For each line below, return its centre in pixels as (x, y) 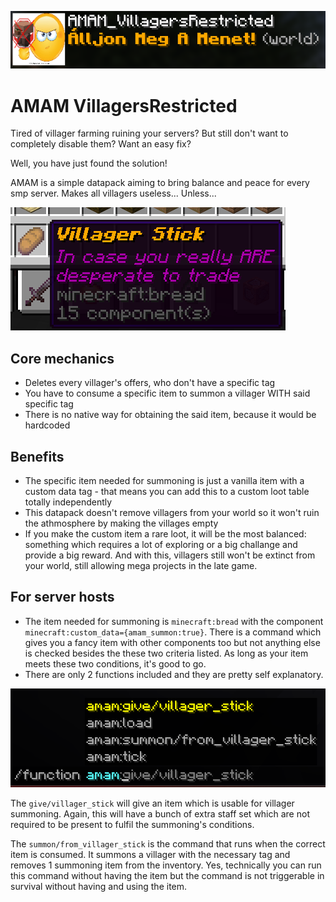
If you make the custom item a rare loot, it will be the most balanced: (165, 533)
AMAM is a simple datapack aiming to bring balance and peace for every (160, 183)
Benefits (37, 456)
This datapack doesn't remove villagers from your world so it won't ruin (172, 512)
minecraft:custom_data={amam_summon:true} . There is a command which (173, 632)
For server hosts (62, 597)
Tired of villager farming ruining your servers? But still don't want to (149, 133)
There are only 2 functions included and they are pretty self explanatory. (174, 674)
